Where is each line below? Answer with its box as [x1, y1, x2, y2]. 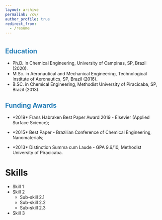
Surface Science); [12, 120, 50, 126]
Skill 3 [12, 210, 25, 216]
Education [5, 47, 38, 55]
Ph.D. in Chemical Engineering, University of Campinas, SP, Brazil [12, 60, 147, 66]
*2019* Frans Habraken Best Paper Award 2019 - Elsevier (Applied [12, 114, 150, 120]
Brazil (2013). [12, 87, 40, 93]
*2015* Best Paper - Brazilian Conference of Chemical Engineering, [12, 129, 152, 135]
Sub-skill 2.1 [19, 194, 45, 200]
